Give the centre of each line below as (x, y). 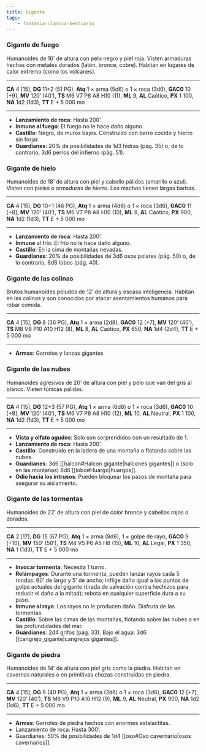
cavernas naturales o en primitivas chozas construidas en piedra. (89, 675)
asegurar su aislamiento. (46, 483)
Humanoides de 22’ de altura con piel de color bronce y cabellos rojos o (97, 512)
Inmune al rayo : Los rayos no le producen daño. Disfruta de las (95, 606)
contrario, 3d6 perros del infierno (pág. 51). (70, 152)
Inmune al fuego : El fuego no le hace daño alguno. (79, 126)
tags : (13, 18)
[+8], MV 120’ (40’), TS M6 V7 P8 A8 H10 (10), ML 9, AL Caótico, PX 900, (99, 212)
